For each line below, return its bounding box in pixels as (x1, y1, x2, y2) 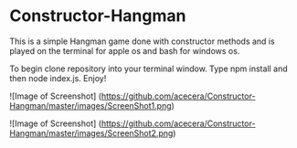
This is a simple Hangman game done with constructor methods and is (9, 36, 276, 47)
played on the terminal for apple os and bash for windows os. (9, 45, 240, 56)
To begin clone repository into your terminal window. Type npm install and (9, 63, 288, 74)
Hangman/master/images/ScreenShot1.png (9, 100, 172, 111)
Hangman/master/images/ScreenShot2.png (9, 127, 174, 138)
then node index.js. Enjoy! (9, 72, 107, 83)
